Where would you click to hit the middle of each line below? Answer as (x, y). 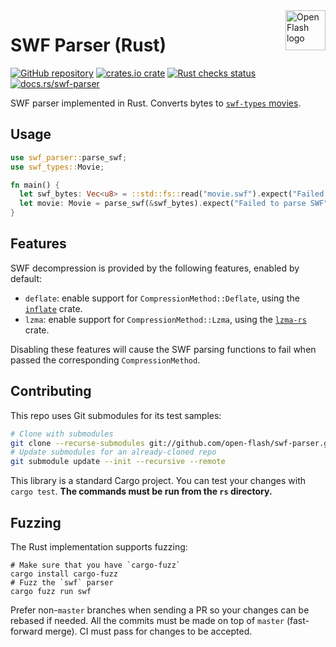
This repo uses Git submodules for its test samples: (116, 415)
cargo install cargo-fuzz (64, 574)
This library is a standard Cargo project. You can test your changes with (158, 481)
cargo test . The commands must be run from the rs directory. (141, 491)
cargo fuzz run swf (51, 591)
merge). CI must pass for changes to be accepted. (148, 631)
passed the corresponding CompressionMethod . (105, 360)
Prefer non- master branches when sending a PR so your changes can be (160, 610)
